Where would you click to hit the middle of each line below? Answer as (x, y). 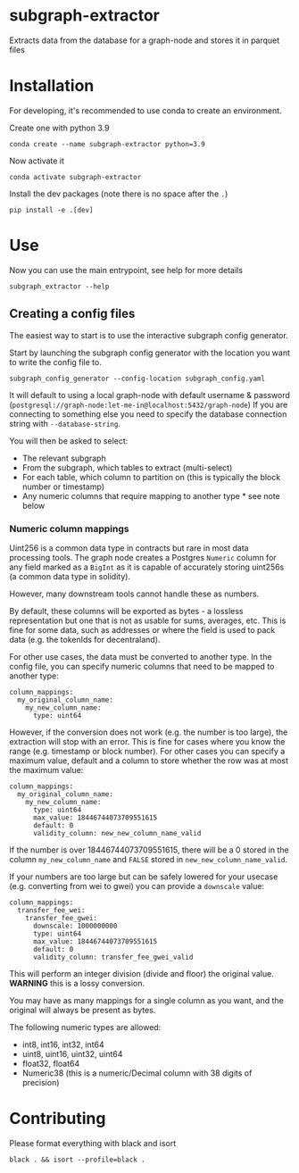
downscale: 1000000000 (75, 926)
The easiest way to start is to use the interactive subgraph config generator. (149, 335)
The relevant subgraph (64, 458)
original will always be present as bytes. (83, 1010)
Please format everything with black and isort (93, 1143)
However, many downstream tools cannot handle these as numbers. (134, 594)
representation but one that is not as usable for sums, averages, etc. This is (148, 620)
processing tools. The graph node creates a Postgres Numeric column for (143, 557)
